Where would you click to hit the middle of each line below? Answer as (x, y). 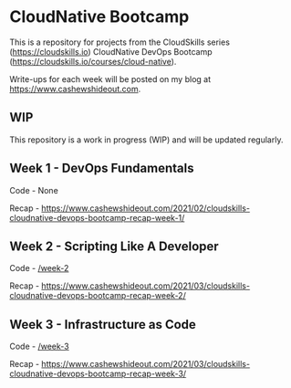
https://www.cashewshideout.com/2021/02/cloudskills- (145, 208)
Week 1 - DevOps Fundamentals (102, 168)
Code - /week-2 (39, 268)
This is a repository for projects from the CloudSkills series (120, 42)
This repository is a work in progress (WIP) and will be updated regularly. (146, 140)
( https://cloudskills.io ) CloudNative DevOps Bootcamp (111, 51)
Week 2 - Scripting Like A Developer (114, 246)
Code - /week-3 (40, 346)
